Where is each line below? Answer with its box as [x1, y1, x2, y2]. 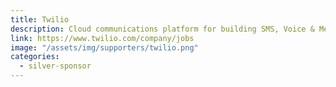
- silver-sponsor [19, 61, 92, 71]
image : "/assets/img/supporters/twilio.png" [10, 42, 199, 53]
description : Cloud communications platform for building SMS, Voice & [10, 24, 315, 34]
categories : [10, 52, 60, 62]
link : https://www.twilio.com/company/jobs [10, 33, 195, 43]
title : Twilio [10, 14, 70, 25]
